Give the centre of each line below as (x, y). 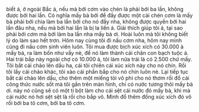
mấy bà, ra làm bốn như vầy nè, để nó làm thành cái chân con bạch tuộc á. (97, 53)
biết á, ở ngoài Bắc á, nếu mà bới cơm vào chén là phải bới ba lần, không (95, 9)
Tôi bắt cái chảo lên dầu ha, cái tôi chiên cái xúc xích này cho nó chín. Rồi (96, 65)
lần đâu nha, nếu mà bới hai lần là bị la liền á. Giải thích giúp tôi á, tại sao (94, 28)
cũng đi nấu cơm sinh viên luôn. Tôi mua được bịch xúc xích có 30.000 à (95, 47)
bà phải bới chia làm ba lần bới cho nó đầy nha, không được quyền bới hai (96, 22)
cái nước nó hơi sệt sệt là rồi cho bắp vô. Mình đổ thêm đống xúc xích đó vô (99, 97)
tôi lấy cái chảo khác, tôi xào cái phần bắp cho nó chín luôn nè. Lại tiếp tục (97, 72)
